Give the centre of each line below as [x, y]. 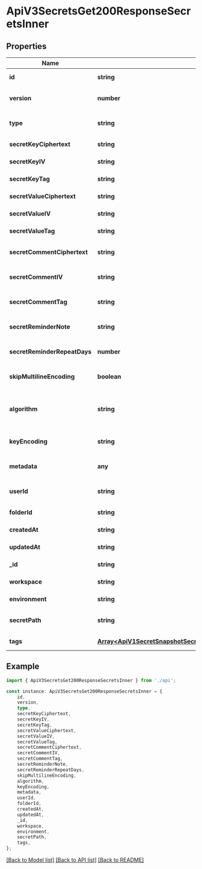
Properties [26, 46]
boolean [109, 377]
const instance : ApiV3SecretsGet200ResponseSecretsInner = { [84, 691]
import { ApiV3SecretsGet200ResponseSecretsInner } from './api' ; [91, 680]
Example [23, 667]
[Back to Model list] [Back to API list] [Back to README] [75, 860]
